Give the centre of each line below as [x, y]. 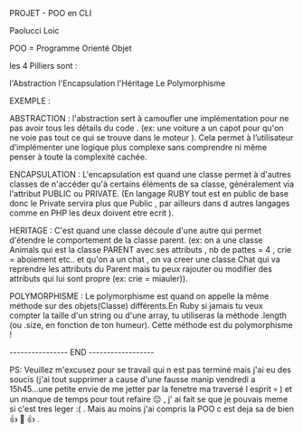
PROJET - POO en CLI [51, 13]
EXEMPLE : [30, 101]
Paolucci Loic [34, 30]
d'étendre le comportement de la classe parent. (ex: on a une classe [136, 240]
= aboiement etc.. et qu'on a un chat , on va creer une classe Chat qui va [145, 259]
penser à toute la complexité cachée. [78, 157]
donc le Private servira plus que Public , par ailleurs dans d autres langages [150, 203]
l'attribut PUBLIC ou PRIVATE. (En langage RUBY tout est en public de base [149, 193]
